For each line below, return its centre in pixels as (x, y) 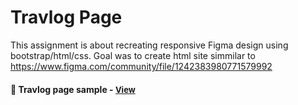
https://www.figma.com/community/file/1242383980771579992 (141, 66)
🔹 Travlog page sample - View (73, 89)
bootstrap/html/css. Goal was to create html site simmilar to (133, 55)
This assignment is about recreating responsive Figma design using (149, 45)
